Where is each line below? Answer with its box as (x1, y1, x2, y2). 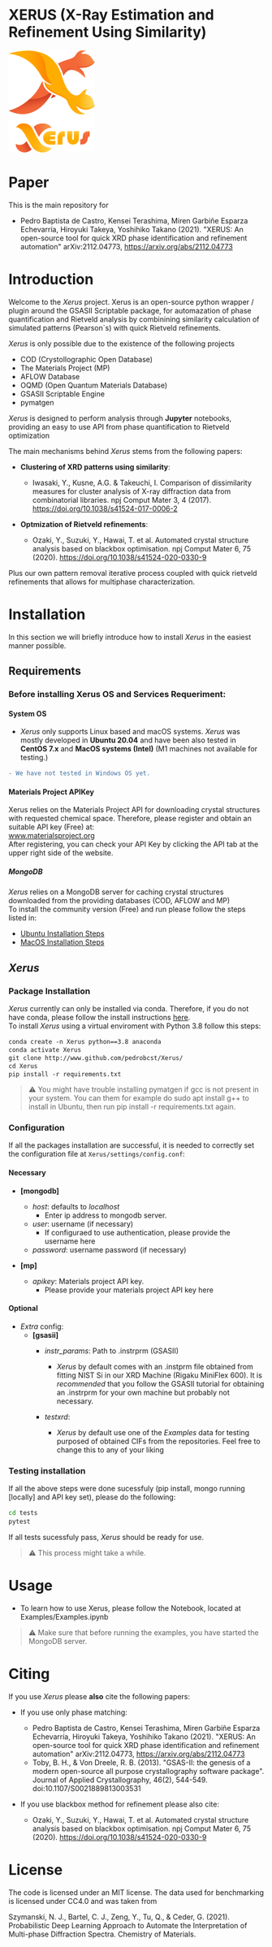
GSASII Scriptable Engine (19, 388, 106, 399)
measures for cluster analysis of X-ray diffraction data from (32, 486, 231, 496)
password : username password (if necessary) (32, 1244, 187, 1254)
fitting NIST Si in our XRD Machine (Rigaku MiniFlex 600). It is (56, 1370, 262, 1380)
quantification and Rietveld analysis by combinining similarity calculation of (8, 314, 260, 324)
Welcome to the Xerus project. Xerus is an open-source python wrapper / (8, 296, 254, 306)
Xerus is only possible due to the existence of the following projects (8, 339, 235, 348)
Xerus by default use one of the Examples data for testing (56, 1427, 250, 1437)
